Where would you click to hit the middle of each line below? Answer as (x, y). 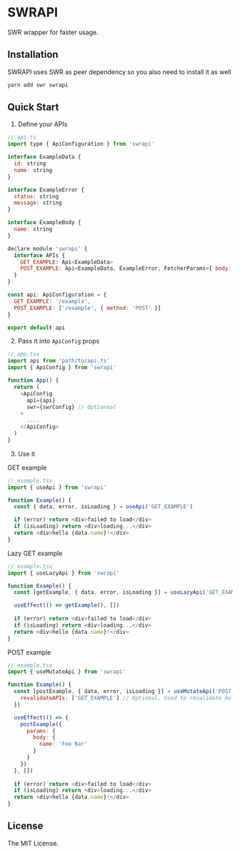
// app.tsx (24, 354)
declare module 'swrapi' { (47, 248)
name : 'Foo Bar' (63, 744)
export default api (36, 328)
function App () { (33, 380)
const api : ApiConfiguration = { (57, 295)
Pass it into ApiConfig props (59, 341)
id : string (30, 164)
